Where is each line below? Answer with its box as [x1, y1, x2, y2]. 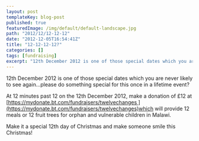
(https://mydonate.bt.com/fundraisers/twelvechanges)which [6, 105, 154, 112]
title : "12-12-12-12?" [6, 42, 62, 48]
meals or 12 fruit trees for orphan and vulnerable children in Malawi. [6, 111, 172, 118]
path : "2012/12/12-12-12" [6, 31, 70, 37]
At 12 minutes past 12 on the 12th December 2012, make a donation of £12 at [6, 92, 192, 100]
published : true [6, 20, 46, 25]
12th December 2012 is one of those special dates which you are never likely [6, 75, 193, 82]
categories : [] [6, 47, 44, 53]
